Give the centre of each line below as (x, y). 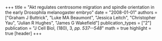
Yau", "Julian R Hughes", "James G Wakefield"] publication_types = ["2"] (78, 23)
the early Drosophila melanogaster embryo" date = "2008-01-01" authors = (81, 12)
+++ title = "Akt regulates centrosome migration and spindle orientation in (80, 7)
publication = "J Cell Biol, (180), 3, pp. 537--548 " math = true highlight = (78, 28)
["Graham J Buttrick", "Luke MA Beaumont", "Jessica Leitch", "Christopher (81, 18)
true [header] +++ (23, 33)
